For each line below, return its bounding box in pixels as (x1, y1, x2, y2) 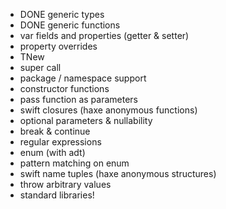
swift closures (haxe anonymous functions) (19, 104, 198, 116)
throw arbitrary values (19, 179, 112, 190)
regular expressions (19, 136, 102, 148)
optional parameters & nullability (19, 115, 153, 126)
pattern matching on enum (19, 157, 130, 169)
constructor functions (19, 83, 110, 94)
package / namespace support (19, 72, 147, 84)
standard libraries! (19, 189, 95, 201)
